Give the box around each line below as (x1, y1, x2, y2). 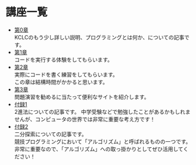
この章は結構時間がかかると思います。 (14, 78, 108, 85)
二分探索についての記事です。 (14, 130, 87, 138)
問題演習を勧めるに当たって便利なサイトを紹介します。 (14, 93, 150, 100)
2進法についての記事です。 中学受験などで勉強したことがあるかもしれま (14, 108, 191, 115)
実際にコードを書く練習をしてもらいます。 (14, 71, 119, 78)
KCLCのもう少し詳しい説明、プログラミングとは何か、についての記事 (14, 33, 185, 41)
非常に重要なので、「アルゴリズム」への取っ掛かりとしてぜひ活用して (14, 145, 183, 152)
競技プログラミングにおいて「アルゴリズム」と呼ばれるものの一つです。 (14, 138, 191, 145)
